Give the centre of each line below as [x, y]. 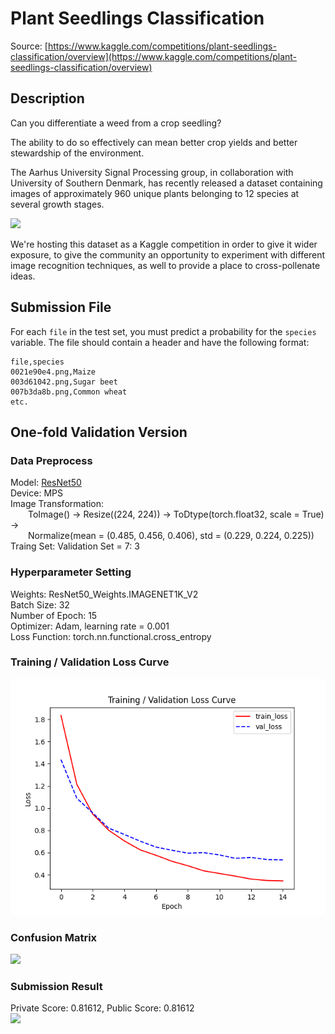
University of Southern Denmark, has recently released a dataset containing [166, 183]
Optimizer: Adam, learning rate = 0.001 [90, 626]
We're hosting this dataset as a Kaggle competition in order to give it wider [164, 244]
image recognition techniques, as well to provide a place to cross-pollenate [165, 265]
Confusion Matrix [54, 937]
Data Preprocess [51, 460]
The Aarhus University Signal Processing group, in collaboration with [152, 172]
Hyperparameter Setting [71, 572]
